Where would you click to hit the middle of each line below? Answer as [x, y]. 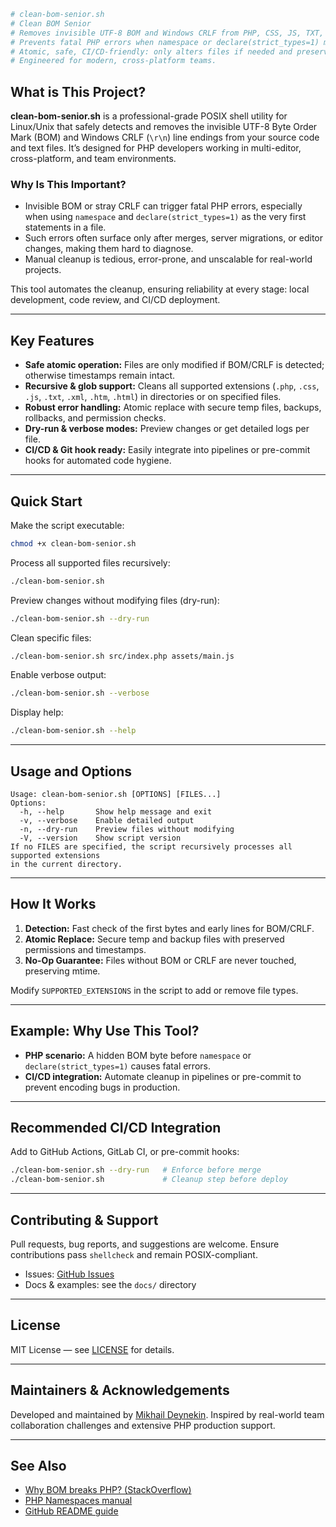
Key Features [52, 340]
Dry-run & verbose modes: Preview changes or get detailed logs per [167, 429]
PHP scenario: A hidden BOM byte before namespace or [138, 1055]
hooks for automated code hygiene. [98, 461]
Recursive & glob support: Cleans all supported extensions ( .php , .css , [172, 386]
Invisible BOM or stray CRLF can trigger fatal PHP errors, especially [163, 206]
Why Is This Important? [68, 184]
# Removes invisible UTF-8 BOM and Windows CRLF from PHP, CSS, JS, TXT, [167, 33]
